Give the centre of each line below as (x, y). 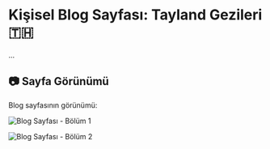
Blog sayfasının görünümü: (53, 105)
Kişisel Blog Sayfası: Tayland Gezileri (135, 15)
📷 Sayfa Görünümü (59, 81)
